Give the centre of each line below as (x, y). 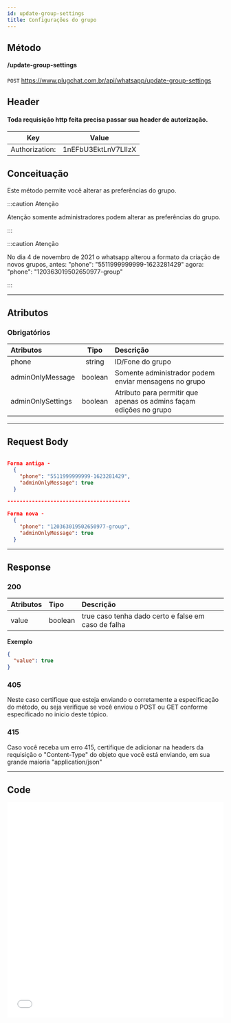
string (95, 362)
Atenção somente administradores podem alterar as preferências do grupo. (114, 217)
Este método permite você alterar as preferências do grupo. (92, 190)
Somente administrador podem (165, 373)
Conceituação (38, 174)
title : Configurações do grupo (52, 20)
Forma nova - (26, 514)
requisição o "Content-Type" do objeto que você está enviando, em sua (109, 754)
